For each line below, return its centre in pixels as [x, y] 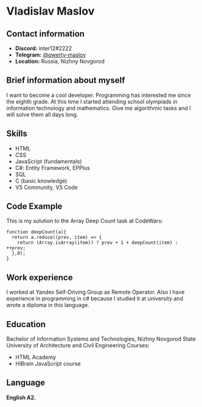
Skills [17, 134]
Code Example [34, 206]
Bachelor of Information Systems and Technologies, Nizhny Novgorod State [101, 339]
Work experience [40, 278]
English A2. [21, 397]
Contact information [46, 34]
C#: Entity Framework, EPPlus [52, 168]
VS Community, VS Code [46, 187]
